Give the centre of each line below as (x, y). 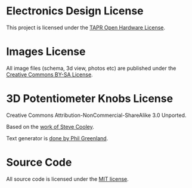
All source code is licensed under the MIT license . (68, 179)
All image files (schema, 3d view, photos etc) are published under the (91, 68)
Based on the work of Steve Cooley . (50, 127)
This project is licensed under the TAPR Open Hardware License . (86, 27)
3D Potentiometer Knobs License (90, 99)
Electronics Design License (75, 11)
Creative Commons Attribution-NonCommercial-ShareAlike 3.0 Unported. (96, 115)
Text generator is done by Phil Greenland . (57, 138)
